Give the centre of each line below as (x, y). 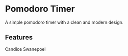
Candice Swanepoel (25, 49)
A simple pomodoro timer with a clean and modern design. (64, 22)
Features (19, 37)
